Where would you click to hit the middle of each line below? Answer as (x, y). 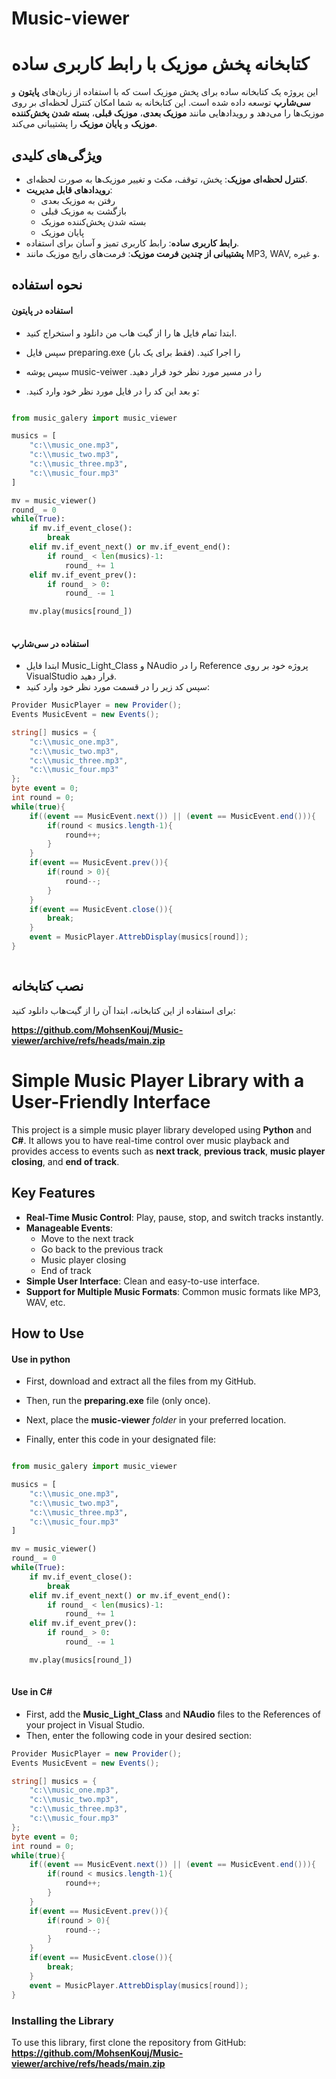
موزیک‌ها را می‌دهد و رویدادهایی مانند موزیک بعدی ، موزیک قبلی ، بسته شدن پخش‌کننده (168, 113)
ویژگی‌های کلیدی (57, 155)
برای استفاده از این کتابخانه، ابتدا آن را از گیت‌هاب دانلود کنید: (123, 1010)
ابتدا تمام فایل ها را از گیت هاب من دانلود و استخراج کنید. (131, 333)
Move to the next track (87, 1238)
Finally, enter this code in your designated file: (121, 1439)
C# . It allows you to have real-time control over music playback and (150, 1140)
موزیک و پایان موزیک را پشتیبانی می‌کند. (84, 124)
